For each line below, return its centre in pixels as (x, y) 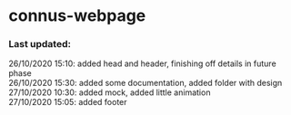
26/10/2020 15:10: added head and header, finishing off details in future (142, 63)
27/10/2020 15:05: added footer (68, 102)
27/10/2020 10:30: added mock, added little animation (110, 92)
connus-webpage (77, 16)
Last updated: (40, 44)
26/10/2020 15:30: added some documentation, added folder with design (145, 83)
